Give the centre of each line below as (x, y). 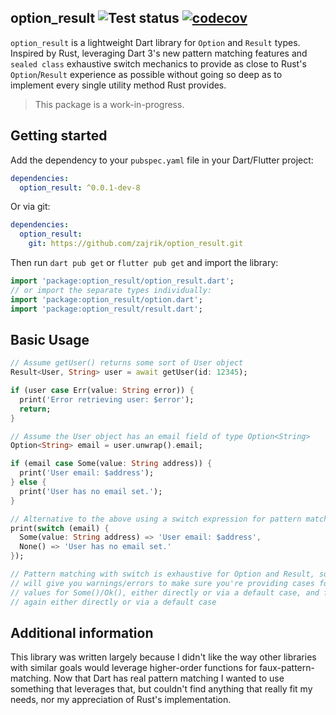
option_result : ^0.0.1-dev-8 (80, 187)
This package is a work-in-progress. (109, 104)
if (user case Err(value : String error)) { (102, 391)
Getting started (59, 136)
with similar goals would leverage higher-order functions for (134, 668)
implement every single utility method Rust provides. (118, 85)
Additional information (82, 632)
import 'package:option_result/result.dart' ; (106, 309)
